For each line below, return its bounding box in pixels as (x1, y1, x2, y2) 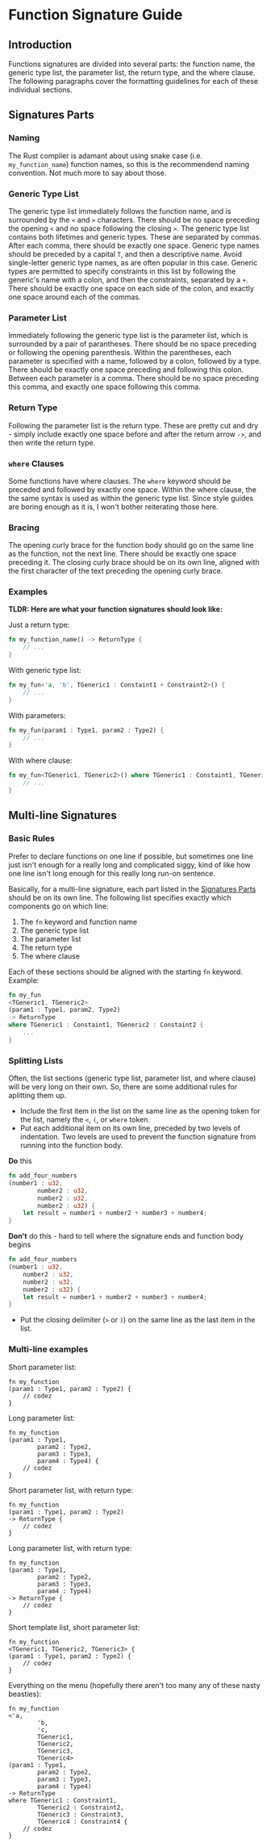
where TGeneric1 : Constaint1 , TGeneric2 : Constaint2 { (8, 1021, 204, 1030)
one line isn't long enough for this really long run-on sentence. (8, 868, 216, 878)
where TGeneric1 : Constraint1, (8, 1796, 117, 1804)
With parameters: (8, 710, 66, 720)
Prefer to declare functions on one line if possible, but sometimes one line (8, 851, 254, 861)
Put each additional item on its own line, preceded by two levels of (19, 1123, 241, 1133)
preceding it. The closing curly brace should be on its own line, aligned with (8, 558, 260, 567)
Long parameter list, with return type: (8, 1543, 132, 1552)
